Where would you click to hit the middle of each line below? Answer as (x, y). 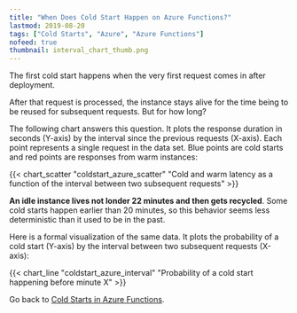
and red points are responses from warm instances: (103, 157)
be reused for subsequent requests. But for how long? (108, 112)
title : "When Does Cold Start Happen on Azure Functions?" (121, 17)
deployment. (32, 85)
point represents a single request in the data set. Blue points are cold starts (146, 148)
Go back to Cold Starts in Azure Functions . (87, 300)
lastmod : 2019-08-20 (47, 26)
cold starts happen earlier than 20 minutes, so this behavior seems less (140, 210)
